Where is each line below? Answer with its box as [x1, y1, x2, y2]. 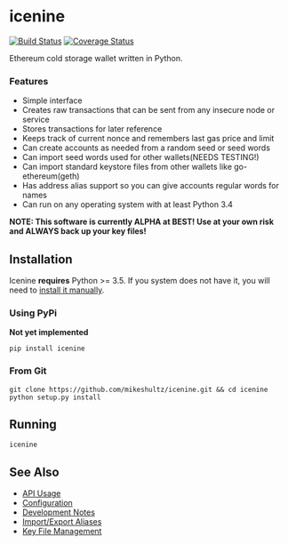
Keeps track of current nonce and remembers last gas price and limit [21, 133, 275, 144]
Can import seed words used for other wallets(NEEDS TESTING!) [21, 152, 260, 163]
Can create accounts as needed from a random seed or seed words [21, 142, 271, 153]
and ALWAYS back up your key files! [9, 226, 147, 236]
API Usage [21, 488, 61, 499]
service [21, 114, 51, 125]
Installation [9, 252, 73, 267]
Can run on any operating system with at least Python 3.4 [21, 199, 234, 210]
